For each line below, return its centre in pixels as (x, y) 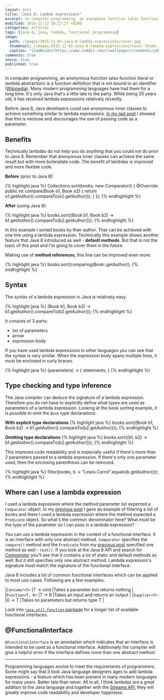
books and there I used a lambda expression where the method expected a (80, 514)
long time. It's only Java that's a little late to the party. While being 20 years (81, 94)
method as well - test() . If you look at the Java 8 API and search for (74, 550)
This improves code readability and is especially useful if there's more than (81, 452)
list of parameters (30, 330)
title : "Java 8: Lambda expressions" (43, 14)
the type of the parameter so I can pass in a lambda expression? (70, 525)
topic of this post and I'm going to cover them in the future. (64, 245)
